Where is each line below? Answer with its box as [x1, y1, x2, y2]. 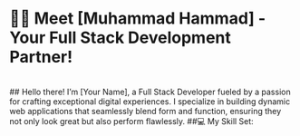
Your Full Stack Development [9, 27, 231, 48]
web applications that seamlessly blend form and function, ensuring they [9, 105, 282, 116]
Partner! [9, 47, 73, 67]
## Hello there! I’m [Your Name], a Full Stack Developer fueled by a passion [9, 86, 292, 97]
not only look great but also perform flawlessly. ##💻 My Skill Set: [9, 115, 254, 126]
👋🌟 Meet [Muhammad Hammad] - [9, 8, 266, 29]
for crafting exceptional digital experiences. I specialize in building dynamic [9, 95, 291, 107]
